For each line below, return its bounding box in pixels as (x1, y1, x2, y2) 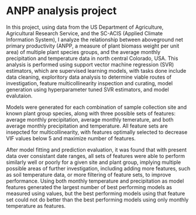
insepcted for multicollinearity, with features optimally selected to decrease (6, 128, 188, 136)
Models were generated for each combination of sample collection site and (6, 103, 187, 110)
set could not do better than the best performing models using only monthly (6, 196, 189, 203)
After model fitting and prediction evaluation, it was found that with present (6, 146, 187, 153)
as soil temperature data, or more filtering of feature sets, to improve (6, 171, 171, 178)
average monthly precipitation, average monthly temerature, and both (6, 116, 174, 123)
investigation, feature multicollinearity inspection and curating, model (6, 79, 173, 86)
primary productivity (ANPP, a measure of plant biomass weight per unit (6, 42, 180, 49)
